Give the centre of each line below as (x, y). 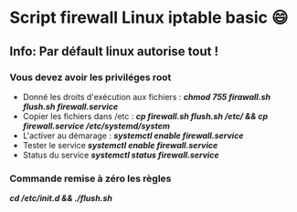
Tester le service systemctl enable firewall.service (120, 145)
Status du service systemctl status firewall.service (121, 155)
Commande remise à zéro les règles (90, 178)
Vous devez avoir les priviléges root (90, 77)
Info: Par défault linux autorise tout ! (114, 51)
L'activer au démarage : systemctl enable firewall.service (133, 136)
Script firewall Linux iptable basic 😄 (149, 18)
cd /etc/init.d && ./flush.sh (61, 198)
